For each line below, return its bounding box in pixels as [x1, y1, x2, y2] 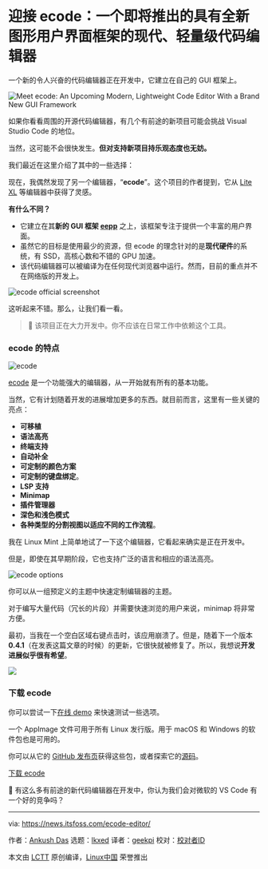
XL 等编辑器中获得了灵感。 [8, 187, 97, 197]
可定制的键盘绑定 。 [19, 472, 84, 481]
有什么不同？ [8, 204, 50, 213]
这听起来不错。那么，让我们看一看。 [8, 303, 128, 313]
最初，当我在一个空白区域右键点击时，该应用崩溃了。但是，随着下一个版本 [8, 631, 253, 640]
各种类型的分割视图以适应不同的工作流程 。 [19, 520, 160, 530]
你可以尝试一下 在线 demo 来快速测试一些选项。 [8, 707, 164, 716]
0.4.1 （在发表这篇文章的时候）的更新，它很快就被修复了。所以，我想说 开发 [8, 640, 255, 650]
